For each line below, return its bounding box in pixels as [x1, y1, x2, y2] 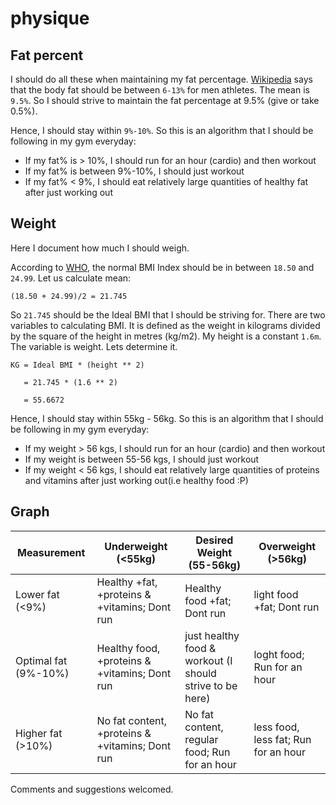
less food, [253, 720, 300, 734]
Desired [195, 533, 234, 547]
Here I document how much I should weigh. [10, 242, 190, 254]
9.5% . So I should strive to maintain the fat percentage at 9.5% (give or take [10, 95, 320, 106]
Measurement [16, 545, 86, 559]
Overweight [258, 539, 317, 553]
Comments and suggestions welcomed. [10, 783, 174, 795]
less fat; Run [253, 732, 312, 746]
